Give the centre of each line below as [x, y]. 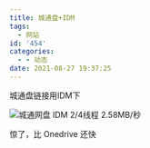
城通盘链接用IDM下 [45, 95]
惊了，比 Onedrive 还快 [53, 133]
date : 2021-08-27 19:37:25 [60, 69]
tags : [20, 26]
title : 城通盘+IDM [42, 18]
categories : [32, 52]
